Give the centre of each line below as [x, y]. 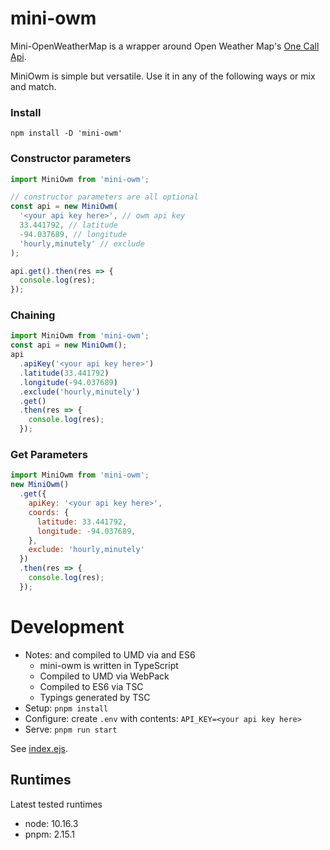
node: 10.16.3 [51, 823]
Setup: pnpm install [66, 708]
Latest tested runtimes [56, 804]
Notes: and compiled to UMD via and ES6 [110, 654]
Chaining [33, 315]
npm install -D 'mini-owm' [66, 133]
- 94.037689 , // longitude [73, 234]
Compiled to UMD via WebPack [104, 676]
